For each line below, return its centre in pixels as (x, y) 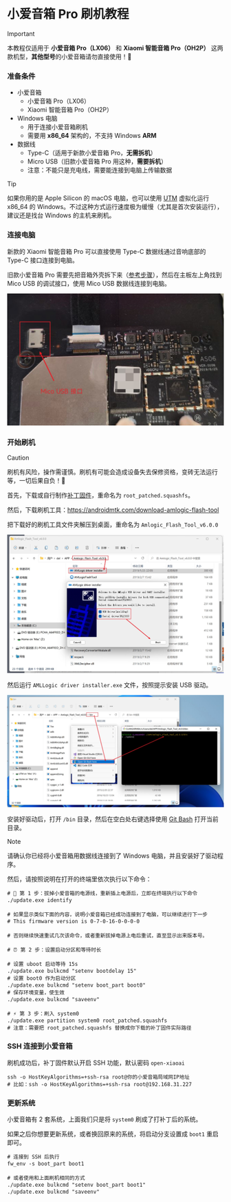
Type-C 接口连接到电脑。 (43, 260)
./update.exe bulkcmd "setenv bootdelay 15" (72, 971)
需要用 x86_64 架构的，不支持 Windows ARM (92, 136)
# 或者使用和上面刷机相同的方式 (46, 1178)
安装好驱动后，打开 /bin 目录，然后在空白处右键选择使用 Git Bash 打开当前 (113, 819)
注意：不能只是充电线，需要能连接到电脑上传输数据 (100, 170)
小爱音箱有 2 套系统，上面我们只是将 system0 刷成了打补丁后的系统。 (104, 1119)
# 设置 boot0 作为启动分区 (42, 978)
